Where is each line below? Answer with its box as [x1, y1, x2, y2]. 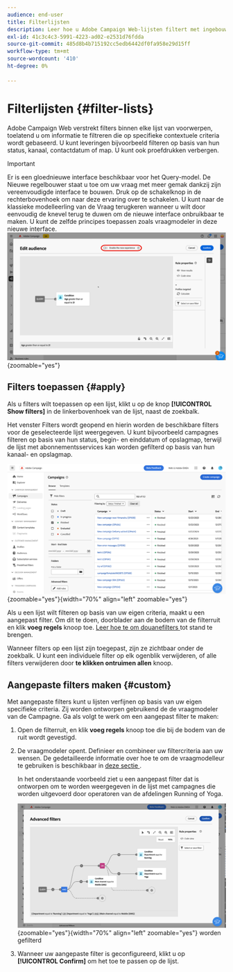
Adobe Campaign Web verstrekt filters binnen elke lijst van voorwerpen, [7, 124, 213, 132]
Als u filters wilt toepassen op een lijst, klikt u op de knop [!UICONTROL [7, 400, 212, 408]
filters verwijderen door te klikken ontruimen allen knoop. [7, 659, 173, 667]
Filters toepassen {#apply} [7, 381, 126, 393]
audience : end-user [7, 11, 64, 18]
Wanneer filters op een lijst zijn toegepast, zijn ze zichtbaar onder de [7, 644, 204, 653]
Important [7, 159, 35, 168]
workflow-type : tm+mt [7, 48, 70, 55]
